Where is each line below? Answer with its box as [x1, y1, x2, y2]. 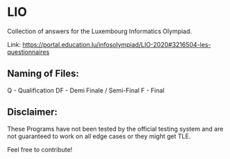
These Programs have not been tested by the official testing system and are [7, 124, 224, 133]
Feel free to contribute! [7, 145, 73, 153]
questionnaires [7, 48, 50, 56]
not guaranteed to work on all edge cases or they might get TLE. [7, 132, 191, 140]
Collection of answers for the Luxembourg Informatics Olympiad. [7, 27, 193, 35]
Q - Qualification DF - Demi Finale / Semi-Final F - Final [7, 86, 165, 94]
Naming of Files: [7, 68, 80, 79]
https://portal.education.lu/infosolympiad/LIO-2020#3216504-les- [22, 40, 211, 48]
